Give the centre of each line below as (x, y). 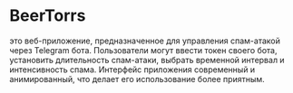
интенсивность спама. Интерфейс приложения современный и (132, 70)
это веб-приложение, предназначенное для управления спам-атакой (145, 41)
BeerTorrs (48, 16)
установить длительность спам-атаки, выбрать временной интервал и (147, 60)
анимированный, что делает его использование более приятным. (137, 79)
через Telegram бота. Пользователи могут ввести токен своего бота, (144, 50)
